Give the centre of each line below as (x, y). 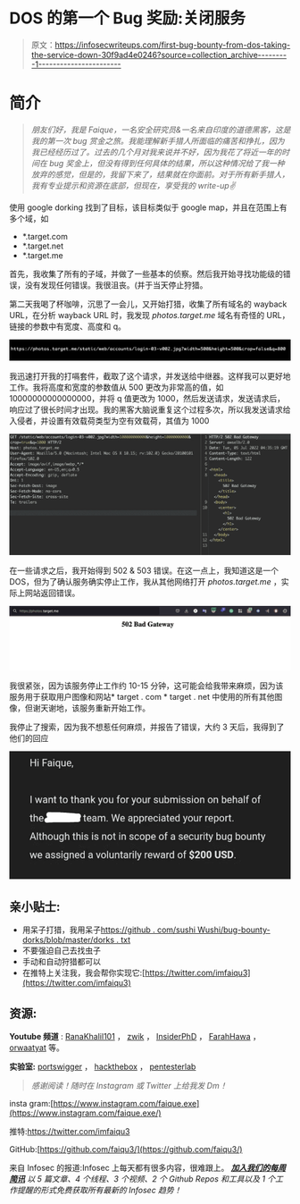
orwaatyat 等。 (37, 1048)
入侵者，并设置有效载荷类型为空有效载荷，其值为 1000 (109, 420)
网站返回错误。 (52, 593)
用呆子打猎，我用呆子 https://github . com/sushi (109, 930)
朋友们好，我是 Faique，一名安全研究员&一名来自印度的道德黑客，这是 (161, 130)
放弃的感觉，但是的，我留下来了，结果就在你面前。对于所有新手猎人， (160, 174)
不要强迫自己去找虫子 (61, 951)
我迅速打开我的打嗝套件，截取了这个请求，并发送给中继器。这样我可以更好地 (150, 375)
